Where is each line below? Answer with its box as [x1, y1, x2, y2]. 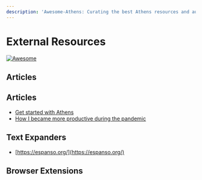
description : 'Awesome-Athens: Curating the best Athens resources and [6, 8, 189, 15]
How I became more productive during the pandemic [14, 115, 146, 122]
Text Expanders [6, 132, 67, 143]
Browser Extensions [6, 166, 83, 176]
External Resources [6, 34, 106, 48]
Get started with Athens [14, 108, 74, 116]
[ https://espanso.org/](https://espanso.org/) [14, 148, 124, 155]
